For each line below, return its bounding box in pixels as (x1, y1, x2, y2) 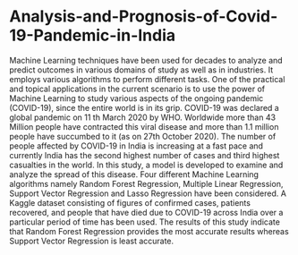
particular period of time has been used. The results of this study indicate (9, 217, 280, 227)
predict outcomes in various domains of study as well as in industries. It (9, 64, 274, 75)
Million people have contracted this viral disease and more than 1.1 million (9, 121, 279, 132)
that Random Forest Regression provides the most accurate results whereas (9, 225, 289, 236)
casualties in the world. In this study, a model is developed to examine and (9, 159, 284, 170)
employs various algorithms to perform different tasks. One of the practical (9, 73, 285, 84)
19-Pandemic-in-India (9, 25, 176, 46)
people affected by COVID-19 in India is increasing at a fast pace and (9, 140, 264, 151)
